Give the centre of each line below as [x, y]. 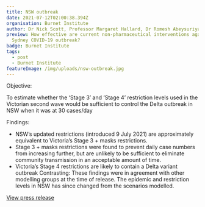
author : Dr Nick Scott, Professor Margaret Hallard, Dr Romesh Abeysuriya [103, 29]
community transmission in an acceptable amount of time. [88, 160]
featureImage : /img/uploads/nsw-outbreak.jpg [65, 68]
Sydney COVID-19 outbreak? [46, 40]
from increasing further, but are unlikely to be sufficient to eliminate [100, 153]
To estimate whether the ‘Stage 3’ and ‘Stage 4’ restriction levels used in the [102, 97]
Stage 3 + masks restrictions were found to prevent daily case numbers [105, 147]
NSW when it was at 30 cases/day [49, 111]
